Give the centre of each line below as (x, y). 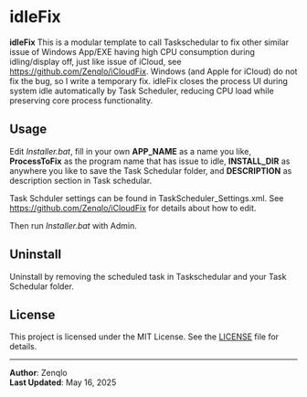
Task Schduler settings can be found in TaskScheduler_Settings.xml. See (147, 198)
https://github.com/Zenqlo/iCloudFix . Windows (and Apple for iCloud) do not (153, 71)
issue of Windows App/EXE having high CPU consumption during (132, 51)
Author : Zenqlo (38, 373)
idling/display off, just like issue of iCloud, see (95, 61)
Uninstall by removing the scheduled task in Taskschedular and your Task (148, 276)
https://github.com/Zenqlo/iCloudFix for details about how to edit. (133, 208)
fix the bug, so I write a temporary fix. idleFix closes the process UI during (148, 80)
